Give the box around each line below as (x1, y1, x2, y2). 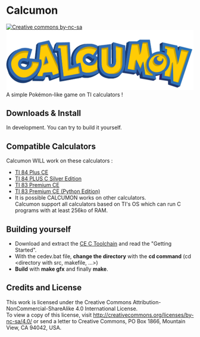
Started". (14, 246, 37, 253)
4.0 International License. (75, 305, 138, 312)
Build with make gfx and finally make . (14, 265, 108, 272)
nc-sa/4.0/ (6, 317, 33, 324)
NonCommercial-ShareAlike (6, 305, 74, 312)
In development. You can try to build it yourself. (6, 124, 122, 131)
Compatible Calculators (6, 141, 96, 151)
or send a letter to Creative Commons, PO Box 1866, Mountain (33, 317, 186, 324)
